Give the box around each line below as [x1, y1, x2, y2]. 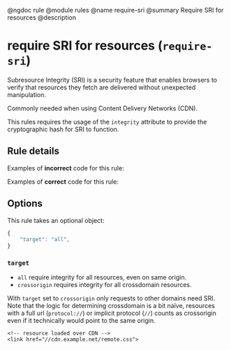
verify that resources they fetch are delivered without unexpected [7, 83, 196, 92]
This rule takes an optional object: [7, 216, 105, 224]
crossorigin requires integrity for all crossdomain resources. [17, 281, 192, 289]
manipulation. [7, 90, 47, 99]
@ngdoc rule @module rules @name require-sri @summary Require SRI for [7, 6, 224, 14]
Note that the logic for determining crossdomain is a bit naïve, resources [7, 302, 215, 310]
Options [7, 198, 43, 210]
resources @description [7, 13, 77, 22]
